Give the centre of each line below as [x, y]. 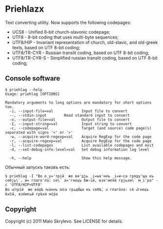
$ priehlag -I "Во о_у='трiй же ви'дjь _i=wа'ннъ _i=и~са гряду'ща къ [79, 176]
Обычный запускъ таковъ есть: [38, 167]
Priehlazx [25, 9]
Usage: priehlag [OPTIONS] [32, 94]
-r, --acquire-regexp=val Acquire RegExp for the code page [81, 141]
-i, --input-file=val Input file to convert [69, 111]
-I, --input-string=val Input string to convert [71, 124]
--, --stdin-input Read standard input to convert [70, 115]
